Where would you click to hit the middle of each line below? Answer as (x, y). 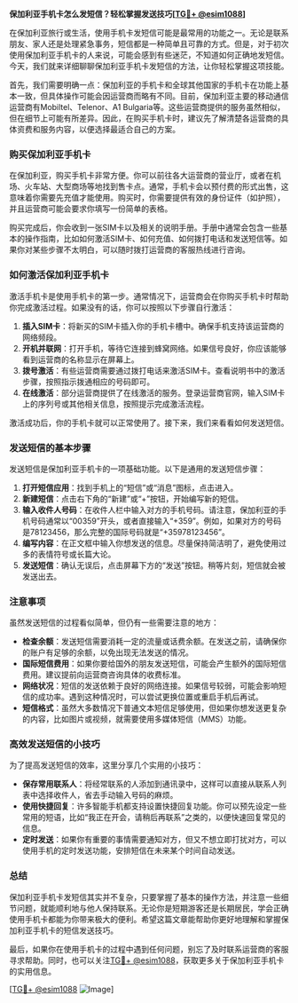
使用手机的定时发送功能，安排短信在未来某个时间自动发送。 (131, 850)
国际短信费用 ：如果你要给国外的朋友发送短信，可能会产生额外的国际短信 (154, 664)
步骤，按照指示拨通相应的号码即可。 (88, 382)
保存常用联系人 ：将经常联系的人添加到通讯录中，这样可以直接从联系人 (150, 784)
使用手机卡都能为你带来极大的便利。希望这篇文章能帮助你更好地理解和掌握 (145, 919)
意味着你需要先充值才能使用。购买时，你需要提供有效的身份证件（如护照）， (147, 198)
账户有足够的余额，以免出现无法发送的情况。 (111, 652)
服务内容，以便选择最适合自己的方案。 (110, 129)
